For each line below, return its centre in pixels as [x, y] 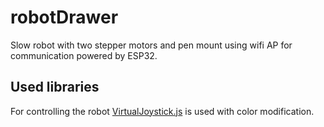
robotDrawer [64, 17]
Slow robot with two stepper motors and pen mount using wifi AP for [151, 45]
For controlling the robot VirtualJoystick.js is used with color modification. [162, 111]
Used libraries [55, 87]
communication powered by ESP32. [84, 55]
